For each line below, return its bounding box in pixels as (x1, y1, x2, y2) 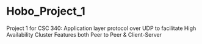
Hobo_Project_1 (6, 4, 85, 18)
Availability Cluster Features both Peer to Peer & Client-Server (6, 31, 162, 38)
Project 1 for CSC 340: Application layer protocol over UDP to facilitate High (6, 24, 197, 32)
